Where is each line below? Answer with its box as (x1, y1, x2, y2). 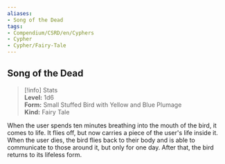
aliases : (7, 10, 33, 17)
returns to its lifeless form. (7, 150, 82, 158)
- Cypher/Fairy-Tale (7, 42, 67, 49)
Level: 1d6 (24, 93, 54, 101)
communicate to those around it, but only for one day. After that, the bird (7, 143, 215, 152)
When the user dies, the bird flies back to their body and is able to (7, 136, 195, 144)
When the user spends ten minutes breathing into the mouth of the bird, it (7, 121, 217, 130)
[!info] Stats (24, 85, 58, 94)
